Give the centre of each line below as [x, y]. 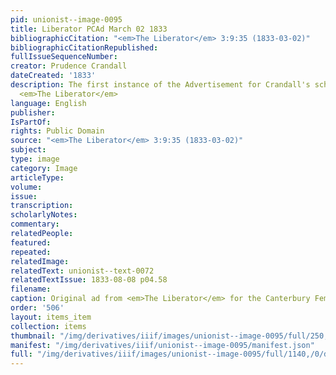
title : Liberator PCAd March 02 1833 [89, 29]
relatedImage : [40, 261]
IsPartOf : [31, 122]
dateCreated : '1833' [53, 76]
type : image [35, 159]
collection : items [48, 326]
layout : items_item [51, 317]
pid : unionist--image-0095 [66, 19]
